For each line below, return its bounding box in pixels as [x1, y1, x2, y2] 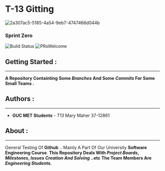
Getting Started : [5, 58, 57, 66]
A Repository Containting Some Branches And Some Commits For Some [5, 75, 155, 81]
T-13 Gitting [5, 3, 54, 15]
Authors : [5, 95, 34, 103]
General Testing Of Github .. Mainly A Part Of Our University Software [5, 144, 147, 150]
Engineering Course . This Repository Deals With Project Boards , [5, 149, 139, 156]
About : [5, 127, 28, 135]
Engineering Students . [5, 160, 53, 166]
